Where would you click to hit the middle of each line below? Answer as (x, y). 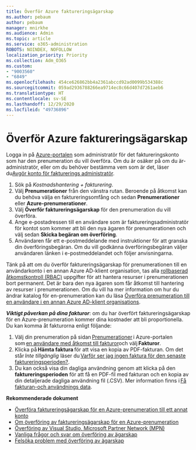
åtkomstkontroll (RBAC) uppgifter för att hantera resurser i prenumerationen (97, 277)
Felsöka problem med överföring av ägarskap (69, 441)
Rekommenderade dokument (42, 398)
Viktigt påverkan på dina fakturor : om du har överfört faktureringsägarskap (98, 313)
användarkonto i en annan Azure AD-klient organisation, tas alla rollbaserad (97, 271)
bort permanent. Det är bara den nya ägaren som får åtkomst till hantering (95, 283)
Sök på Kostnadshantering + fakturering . (64, 185)
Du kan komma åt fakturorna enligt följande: (59, 326)
